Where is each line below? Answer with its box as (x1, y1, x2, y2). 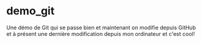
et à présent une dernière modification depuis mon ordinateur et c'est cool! (6, 30, 195, 37)
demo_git (6, 4, 55, 18)
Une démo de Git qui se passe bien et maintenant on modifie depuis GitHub (6, 24, 197, 31)
